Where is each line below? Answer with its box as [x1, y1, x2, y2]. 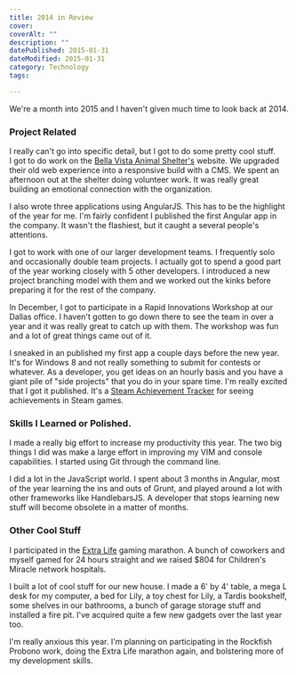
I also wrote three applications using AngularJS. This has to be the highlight [9, 202, 285, 212]
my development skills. [9, 654, 93, 665]
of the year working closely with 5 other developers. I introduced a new [9, 266, 271, 276]
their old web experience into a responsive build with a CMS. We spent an [9, 165, 280, 176]
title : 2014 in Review [9, 12, 93, 22]
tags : [9, 71, 29, 80]
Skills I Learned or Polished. [9, 416, 132, 429]
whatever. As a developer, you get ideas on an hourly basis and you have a [9, 366, 284, 377]
